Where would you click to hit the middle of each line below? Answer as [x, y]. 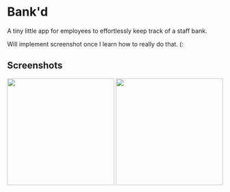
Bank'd [28, 12]
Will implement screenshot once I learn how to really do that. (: [95, 44]
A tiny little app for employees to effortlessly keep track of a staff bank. [107, 31]
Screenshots [35, 66]
